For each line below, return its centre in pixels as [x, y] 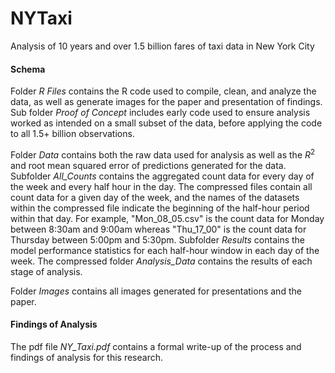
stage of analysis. [46, 271]
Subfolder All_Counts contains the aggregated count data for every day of [162, 176]
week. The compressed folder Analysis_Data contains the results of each [161, 261]
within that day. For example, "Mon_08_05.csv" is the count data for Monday [167, 218]
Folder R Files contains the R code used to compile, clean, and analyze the [163, 91]
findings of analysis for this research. [86, 357]
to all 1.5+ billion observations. [72, 134]
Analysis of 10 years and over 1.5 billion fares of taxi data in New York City [162, 46]
